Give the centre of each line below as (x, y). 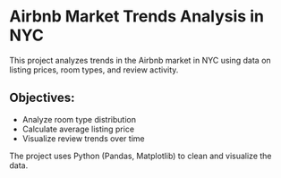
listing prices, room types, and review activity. (94, 70)
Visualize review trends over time (83, 138)
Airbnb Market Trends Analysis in (136, 17)
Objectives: (42, 98)
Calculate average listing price (78, 129)
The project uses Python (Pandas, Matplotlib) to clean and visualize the (140, 156)
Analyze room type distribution (79, 119)
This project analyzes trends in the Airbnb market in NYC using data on (140, 60)
